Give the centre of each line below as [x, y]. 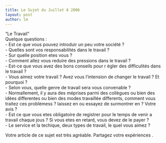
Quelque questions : [26, 39]
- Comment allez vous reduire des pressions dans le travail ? [68, 61]
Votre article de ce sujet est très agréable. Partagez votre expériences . [79, 135]
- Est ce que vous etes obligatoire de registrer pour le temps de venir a [79, 115]
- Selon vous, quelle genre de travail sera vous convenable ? [68, 88]
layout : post [19, 15]
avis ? [11, 109]
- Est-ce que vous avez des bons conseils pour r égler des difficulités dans [83, 66]
